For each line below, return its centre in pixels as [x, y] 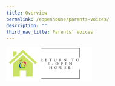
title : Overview [27, 13]
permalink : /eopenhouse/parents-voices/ [58, 19]
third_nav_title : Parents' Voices [50, 32]
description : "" [27, 25]
